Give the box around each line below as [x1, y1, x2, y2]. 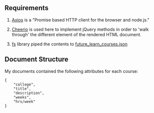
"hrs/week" [13, 99, 36, 104]
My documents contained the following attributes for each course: [4, 68, 138, 74]
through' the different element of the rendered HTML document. [11, 31, 142, 37]
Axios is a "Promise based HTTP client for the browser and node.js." [11, 17, 150, 23]
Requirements [4, 4, 49, 12]
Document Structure [4, 55, 69, 64]
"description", [13, 90, 45, 95]
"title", [13, 86, 31, 91]
